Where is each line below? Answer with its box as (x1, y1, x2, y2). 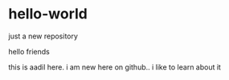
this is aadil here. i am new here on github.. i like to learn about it (8, 62, 221, 72)
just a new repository (8, 31, 79, 41)
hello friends (8, 46, 50, 56)
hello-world (8, 5, 88, 23)
